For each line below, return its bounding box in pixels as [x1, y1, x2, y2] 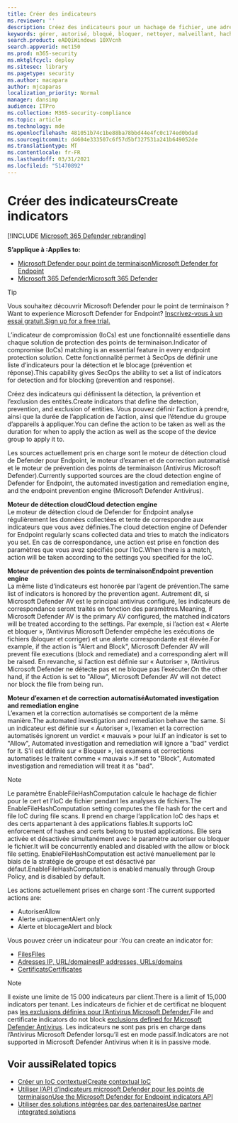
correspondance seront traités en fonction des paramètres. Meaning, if [7, 604, 212, 613]
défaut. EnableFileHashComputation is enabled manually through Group [7, 864, 215, 873]
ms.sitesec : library [7, 63, 69, 70]
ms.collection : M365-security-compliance [7, 109, 132, 116]
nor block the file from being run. [7, 680, 104, 688]
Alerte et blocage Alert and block [17, 922, 113, 931]
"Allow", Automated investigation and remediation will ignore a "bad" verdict [7, 739, 229, 747]
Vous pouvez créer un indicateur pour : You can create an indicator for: [7, 935, 213, 945]
